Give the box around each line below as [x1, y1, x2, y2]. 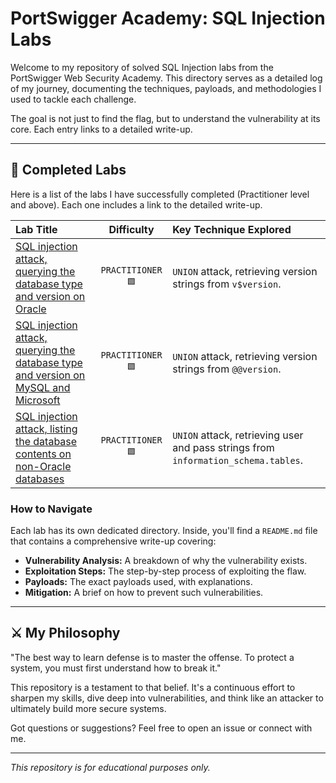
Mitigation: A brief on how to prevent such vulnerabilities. [24, 587, 264, 599]
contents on [15, 447, 72, 461]
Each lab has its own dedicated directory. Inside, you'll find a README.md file [10, 525, 318, 537]
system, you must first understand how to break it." [10, 662, 222, 674]
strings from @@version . [172, 362, 282, 376]
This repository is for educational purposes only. [10, 761, 211, 773]
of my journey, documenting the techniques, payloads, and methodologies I [10, 82, 322, 94]
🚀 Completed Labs [10, 162, 127, 179]
